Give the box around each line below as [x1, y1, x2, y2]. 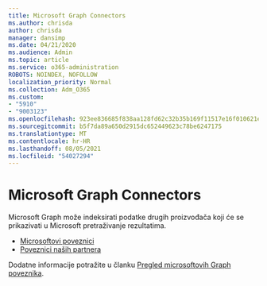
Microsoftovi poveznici [19, 236, 95, 246]
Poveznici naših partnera [19, 245, 102, 254]
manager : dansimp [8, 33, 66, 42]
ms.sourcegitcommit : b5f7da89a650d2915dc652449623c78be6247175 [8, 122, 222, 130]
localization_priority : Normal [8, 78, 112, 86]
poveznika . [8, 269, 44, 278]
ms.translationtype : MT [8, 129, 87, 137]
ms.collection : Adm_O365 [8, 85, 91, 94]
